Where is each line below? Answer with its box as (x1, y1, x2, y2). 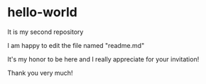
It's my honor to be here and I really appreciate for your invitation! (7, 54, 200, 64)
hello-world (7, 4, 78, 20)
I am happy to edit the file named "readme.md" (7, 41, 145, 49)
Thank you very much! (7, 68, 73, 77)
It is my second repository (7, 28, 84, 36)
